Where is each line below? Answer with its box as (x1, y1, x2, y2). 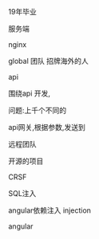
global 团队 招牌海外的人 (8, 57, 89, 65)
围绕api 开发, (8, 88, 50, 98)
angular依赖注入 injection (8, 206, 92, 215)
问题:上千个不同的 (8, 106, 67, 115)
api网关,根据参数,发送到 (8, 123, 85, 131)
